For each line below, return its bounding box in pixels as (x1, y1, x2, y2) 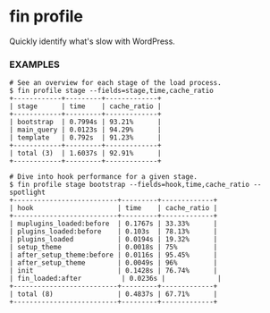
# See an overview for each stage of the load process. (9, 79, 222, 88)
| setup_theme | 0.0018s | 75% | (9, 243, 218, 252)
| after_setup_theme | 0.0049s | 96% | (9, 258, 218, 267)
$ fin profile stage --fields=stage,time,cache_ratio (9, 87, 215, 96)
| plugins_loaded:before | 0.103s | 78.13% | (9, 227, 218, 236)
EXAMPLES (9, 58, 60, 71)
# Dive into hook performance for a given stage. (9, 173, 198, 182)
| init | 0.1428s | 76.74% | (9, 266, 218, 275)
